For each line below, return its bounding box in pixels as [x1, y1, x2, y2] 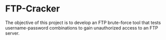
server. [5, 30, 20, 36]
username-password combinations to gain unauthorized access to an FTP [5, 24, 158, 30]
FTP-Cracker [5, 3, 60, 14]
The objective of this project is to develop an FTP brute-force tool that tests [5, 19, 161, 25]
